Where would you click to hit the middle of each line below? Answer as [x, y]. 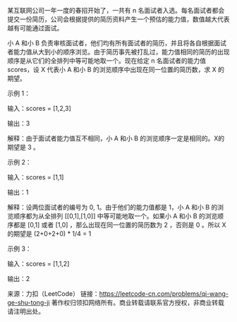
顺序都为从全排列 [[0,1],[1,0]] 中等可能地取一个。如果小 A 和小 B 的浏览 [115, 216]
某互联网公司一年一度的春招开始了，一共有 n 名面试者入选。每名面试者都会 [116, 10]
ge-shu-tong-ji [29, 303]
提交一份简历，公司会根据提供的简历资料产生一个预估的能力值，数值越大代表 [119, 19]
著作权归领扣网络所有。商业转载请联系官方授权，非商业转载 [138, 303]
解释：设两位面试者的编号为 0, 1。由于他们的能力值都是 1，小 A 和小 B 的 [113, 207]
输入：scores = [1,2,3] [39, 108]
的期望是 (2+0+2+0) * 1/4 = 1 [49, 234]
